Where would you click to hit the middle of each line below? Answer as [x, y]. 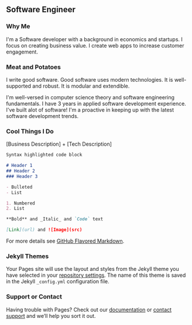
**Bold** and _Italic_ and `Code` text [55, 219]
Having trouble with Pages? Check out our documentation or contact [89, 309]
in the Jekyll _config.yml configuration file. [58, 282]
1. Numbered [20, 203]
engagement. [22, 52]
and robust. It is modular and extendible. [81, 86]
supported [18, 86]
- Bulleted [19, 187]
